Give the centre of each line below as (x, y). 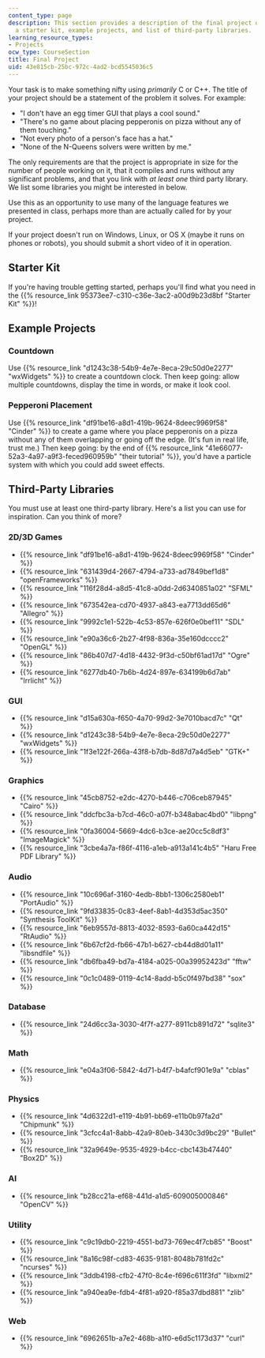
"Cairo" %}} (39, 806)
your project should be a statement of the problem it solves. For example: (127, 98)
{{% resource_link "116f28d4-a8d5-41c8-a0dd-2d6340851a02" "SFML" (136, 588)
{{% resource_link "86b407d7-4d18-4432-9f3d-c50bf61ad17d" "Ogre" (135, 655)
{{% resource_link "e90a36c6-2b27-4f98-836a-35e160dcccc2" (124, 638)
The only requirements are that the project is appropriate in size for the (123, 162)
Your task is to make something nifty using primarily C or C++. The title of (128, 89)
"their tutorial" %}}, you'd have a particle (185, 456)
